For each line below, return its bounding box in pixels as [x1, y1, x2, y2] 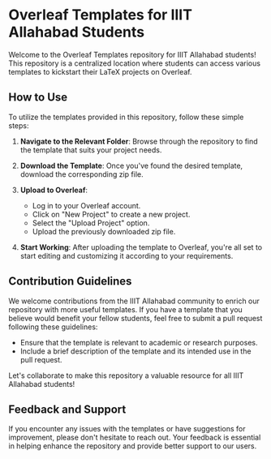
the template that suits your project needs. [19, 144, 162, 155]
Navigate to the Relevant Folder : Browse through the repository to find [19, 136, 258, 146]
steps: [8, 120, 29, 131]
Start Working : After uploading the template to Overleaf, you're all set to [19, 242, 262, 252]
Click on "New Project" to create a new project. [32, 209, 191, 219]
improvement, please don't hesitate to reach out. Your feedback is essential [8, 432, 261, 443]
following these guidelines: [8, 322, 98, 332]
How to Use [8, 91, 68, 105]
